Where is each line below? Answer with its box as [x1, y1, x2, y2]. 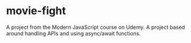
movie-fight [6, 4, 66, 18]
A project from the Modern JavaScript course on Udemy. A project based [6, 24, 185, 31]
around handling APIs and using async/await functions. [6, 29, 141, 37]
